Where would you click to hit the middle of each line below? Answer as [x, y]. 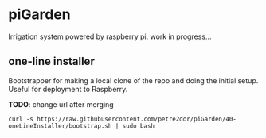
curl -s [21, 119]
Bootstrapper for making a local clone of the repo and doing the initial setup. [133, 80]
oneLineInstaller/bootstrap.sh [60, 126]
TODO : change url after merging [61, 104]
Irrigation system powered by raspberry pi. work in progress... [110, 36]
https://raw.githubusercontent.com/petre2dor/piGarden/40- [137, 119]
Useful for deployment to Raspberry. [68, 89]
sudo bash [139, 126]
